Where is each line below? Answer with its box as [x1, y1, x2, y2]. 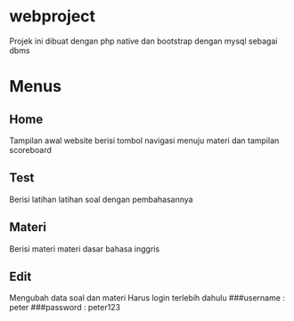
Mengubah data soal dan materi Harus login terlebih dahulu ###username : [9, 293, 285, 303]
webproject [9, 6, 96, 27]
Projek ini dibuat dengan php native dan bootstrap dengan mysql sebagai [9, 36, 278, 46]
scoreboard [9, 144, 52, 155]
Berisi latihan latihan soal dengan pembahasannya [9, 194, 193, 205]
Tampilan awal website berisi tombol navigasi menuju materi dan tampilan [9, 135, 280, 146]
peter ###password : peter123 [9, 302, 121, 313]
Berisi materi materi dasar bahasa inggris [9, 243, 160, 254]
